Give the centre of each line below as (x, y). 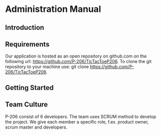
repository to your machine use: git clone (47, 67)
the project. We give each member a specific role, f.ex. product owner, (77, 122)
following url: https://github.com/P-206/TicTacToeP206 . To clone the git (79, 62)
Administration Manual (53, 9)
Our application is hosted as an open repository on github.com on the (76, 56)
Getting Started (29, 88)
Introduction (25, 28)
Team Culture (27, 104)
